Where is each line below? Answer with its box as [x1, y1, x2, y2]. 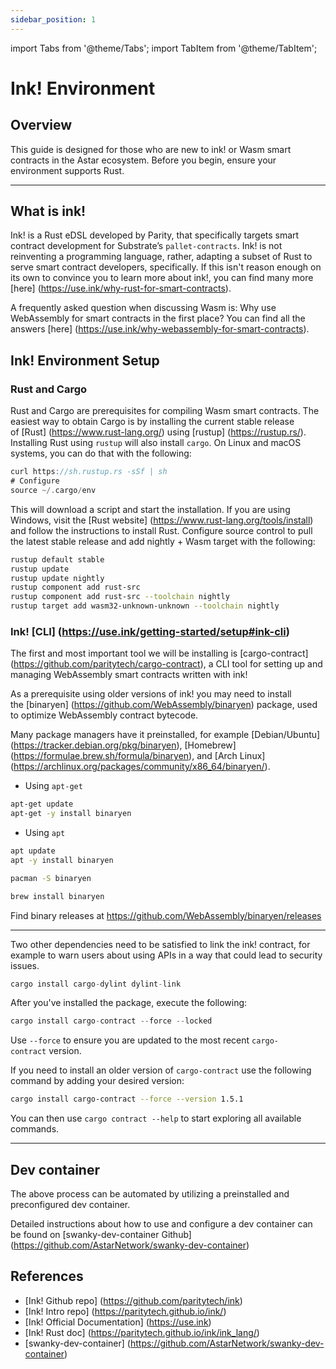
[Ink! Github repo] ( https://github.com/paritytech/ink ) [24, 1294, 243, 1306]
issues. [10, 959, 40, 971]
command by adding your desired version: [10, 1075, 185, 1087]
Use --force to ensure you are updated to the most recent [10, 1034, 250, 1046]
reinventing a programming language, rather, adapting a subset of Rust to [10, 251, 313, 263]
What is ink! [10, 203, 87, 220]
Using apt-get [24, 780, 83, 792]
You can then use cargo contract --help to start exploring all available [10, 1112, 302, 1125]
